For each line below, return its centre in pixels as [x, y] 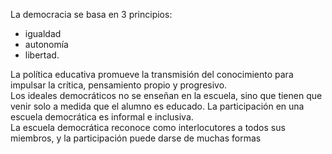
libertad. [42, 55]
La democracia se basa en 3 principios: [91, 14]
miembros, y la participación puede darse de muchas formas [136, 138]
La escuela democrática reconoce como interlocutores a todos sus [148, 127]
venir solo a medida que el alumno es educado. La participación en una [157, 106]
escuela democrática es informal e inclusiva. [102, 117]
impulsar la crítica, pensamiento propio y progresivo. [119, 85]
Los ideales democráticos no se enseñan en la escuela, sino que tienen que [166, 95]
